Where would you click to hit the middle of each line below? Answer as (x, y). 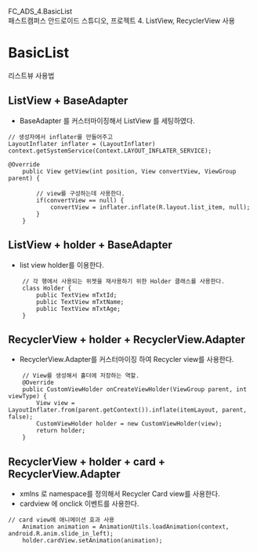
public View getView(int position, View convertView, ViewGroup (129, 171)
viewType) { (27, 397)
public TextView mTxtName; (80, 302)
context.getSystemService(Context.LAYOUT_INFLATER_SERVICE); (110, 151)
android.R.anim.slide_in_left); (61, 534)
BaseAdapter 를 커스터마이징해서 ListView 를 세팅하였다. (107, 120)
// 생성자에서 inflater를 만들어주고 (61, 137)
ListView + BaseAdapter (68, 101)
